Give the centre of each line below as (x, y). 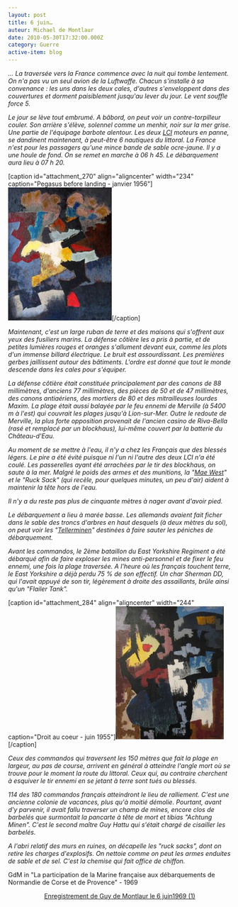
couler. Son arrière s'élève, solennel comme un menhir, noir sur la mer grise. (119, 125)
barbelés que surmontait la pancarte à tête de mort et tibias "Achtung (110, 817)
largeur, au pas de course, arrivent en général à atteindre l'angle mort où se (119, 766)
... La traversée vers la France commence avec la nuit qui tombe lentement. (118, 73)
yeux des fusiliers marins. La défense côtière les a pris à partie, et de (109, 339)
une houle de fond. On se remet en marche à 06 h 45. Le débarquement (113, 155)
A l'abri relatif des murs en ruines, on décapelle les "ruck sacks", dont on (115, 846)
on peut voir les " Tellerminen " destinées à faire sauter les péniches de (110, 530)
